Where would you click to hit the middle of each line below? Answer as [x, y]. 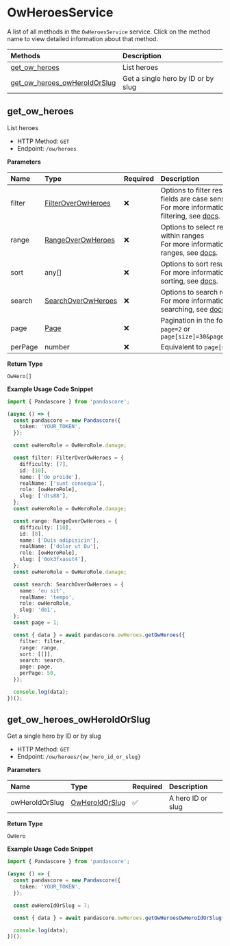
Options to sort [184, 264]
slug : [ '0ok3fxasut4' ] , [53, 560]
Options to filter [186, 190]
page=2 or [175, 329]
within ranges [182, 236]
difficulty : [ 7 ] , [44, 464]
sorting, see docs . [189, 281]
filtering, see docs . [190, 216]
